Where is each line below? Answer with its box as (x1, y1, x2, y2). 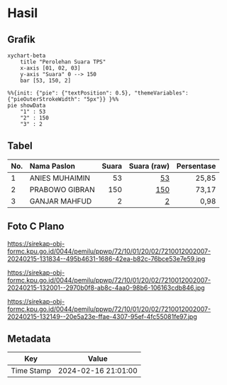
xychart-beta (7, 52, 46, 59)
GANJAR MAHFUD (29, 196, 92, 206)
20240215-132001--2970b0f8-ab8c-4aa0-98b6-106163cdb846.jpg (7, 283, 205, 292)
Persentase (176, 161, 216, 171)
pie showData (7, 102, 46, 109)
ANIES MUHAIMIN (29, 173, 91, 183)
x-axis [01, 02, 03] (20, 65, 81, 72)
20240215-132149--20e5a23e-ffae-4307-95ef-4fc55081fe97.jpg (7, 312, 197, 321)
